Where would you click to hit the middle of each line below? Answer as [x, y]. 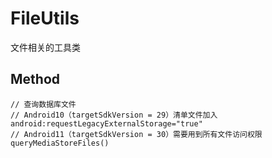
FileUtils [45, 18]
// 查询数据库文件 [43, 104]
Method [35, 79]
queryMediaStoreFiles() [60, 143]
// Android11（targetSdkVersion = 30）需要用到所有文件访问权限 [136, 134]
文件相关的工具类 [45, 47]
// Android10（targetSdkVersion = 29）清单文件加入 [114, 115]
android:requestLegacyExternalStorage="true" [106, 123]
